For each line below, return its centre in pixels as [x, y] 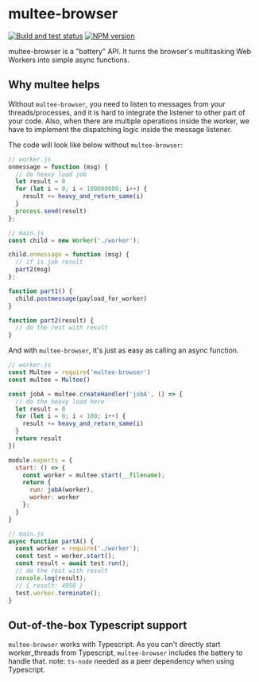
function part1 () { [41, 291]
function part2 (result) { [51, 320]
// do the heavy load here [60, 401]
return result [39, 438]
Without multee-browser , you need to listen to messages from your [117, 103]
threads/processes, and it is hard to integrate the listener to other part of [127, 112]
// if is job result [49, 262]
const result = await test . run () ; [72, 563]
